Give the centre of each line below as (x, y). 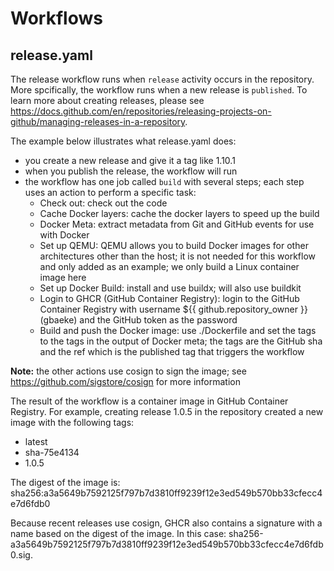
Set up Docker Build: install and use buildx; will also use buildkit (170, 288)
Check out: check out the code (103, 203)
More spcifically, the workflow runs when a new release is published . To (159, 90)
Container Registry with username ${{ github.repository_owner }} (173, 309)
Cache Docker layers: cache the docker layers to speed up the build (179, 213)
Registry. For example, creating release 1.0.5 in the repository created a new (167, 411)
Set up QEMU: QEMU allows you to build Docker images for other (174, 245)
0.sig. (21, 555)
